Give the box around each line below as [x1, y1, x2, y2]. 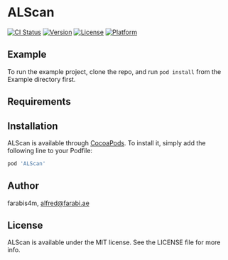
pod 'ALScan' [7, 160, 46, 167]
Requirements [7, 95, 71, 108]
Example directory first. [7, 75, 76, 83]
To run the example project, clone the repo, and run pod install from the [7, 67, 222, 76]
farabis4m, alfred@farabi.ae [7, 199, 90, 207]
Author [7, 180, 39, 192]
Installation [7, 120, 58, 132]
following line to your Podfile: [7, 146, 93, 155]
